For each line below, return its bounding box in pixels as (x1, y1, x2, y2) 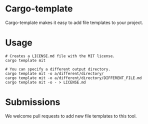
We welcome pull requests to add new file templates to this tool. (5, 113, 137, 119)
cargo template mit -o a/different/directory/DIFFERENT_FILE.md (5, 75, 142, 80)
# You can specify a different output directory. (5, 66, 111, 71)
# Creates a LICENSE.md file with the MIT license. (5, 53, 115, 58)
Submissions (5, 96, 60, 108)
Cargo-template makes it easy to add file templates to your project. (5, 19, 143, 25)
